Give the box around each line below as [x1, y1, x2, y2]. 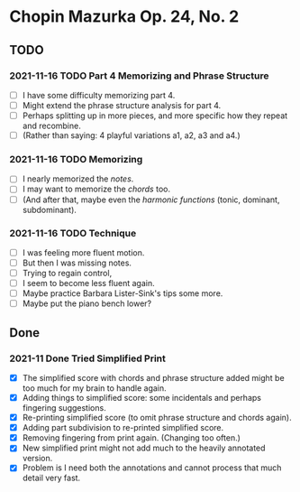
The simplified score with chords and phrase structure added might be [22, 372, 286, 383]
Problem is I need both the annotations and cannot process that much [22, 462, 282, 473]
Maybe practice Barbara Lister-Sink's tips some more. [22, 288, 223, 299]
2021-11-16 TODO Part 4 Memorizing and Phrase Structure [9, 70, 269, 82]
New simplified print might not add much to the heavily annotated [22, 442, 266, 453]
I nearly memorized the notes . [22, 173, 134, 184]
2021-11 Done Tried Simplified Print [9, 352, 167, 365]
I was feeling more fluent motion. [22, 246, 145, 258]
